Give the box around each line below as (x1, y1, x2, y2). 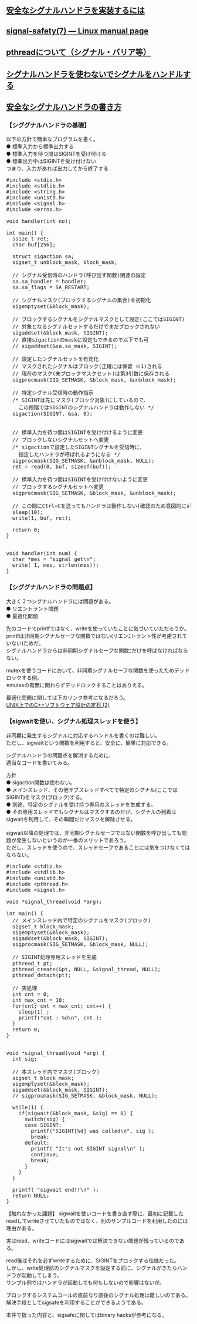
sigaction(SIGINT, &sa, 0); (12, 410, 93, 417)
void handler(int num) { (6, 550, 77, 557)
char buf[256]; (12, 242, 56, 248)
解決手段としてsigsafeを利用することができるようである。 (6, 1299, 147, 1306)
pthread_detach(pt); (12, 972, 72, 978)
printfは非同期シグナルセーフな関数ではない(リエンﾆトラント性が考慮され (6, 632, 182, 639)
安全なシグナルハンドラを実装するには (6, 5, 145, 16)
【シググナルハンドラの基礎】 (6, 121, 90, 129)
